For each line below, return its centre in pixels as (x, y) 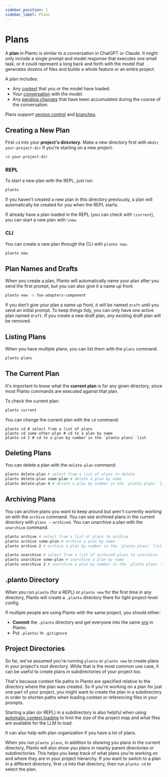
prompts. (14, 702)
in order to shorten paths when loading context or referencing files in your (81, 697)
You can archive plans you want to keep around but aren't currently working (83, 511)
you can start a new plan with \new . (41, 220)
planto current (21, 410)
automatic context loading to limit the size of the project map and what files (83, 717)
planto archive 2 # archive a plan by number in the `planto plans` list (84, 546)
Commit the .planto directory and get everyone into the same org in (83, 622)
